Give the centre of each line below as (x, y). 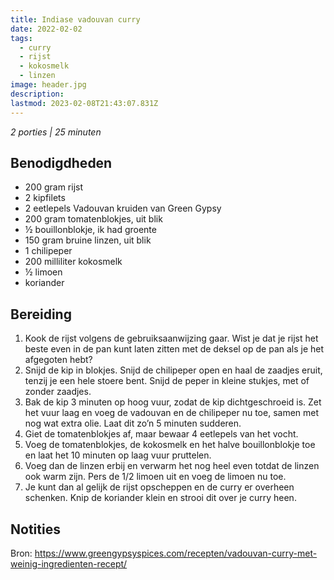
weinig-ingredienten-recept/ (69, 563)
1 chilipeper (48, 251)
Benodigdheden (61, 162)
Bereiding (41, 314)
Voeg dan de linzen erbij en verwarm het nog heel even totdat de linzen (172, 466)
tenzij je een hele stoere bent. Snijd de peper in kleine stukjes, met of (167, 381)
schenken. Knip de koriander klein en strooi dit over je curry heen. (160, 498)
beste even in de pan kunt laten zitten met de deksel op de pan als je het (174, 349)
